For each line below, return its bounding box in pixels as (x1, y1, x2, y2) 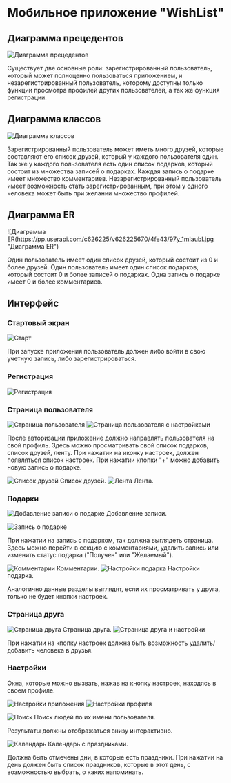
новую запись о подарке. (7, 463, 82, 471)
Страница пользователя (7, 405, 94, 414)
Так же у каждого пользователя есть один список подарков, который (7, 159, 214, 168)
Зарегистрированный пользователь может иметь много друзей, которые (7, 145, 224, 153)
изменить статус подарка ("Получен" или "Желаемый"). (7, 551, 174, 559)
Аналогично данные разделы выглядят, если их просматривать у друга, (7, 585, 221, 593)
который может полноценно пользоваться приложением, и (7, 71, 183, 79)
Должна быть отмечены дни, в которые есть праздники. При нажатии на (7, 753, 223, 761)
